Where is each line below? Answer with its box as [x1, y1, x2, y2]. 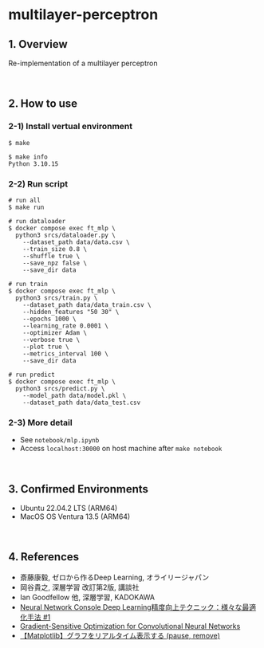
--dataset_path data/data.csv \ [22, 238, 130, 246]
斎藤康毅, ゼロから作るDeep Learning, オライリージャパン [19, 572, 210, 582]
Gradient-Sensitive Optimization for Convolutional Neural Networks [19, 621, 241, 630]
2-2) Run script [8, 178, 69, 189]
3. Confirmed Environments [8, 482, 149, 496]
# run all [8, 196, 41, 204]
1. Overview [8, 37, 68, 51]
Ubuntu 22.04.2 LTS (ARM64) [19, 504, 118, 513]
